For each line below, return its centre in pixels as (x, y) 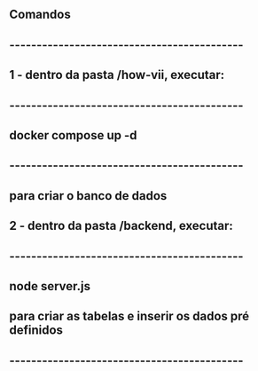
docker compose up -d (73, 135)
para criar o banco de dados (88, 196)
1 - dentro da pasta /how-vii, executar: (117, 75)
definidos (36, 331)
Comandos (40, 15)
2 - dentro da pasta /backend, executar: (121, 226)
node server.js (50, 286)
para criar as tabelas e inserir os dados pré (129, 316)
